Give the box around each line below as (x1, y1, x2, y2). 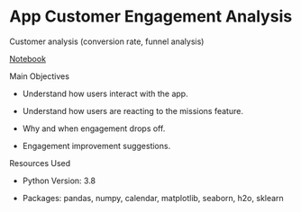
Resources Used (9, 157, 71, 168)
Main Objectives (9, 70, 70, 82)
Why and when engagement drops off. (22, 123, 166, 134)
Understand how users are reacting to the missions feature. (22, 105, 243, 116)
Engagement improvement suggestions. (22, 140, 171, 151)
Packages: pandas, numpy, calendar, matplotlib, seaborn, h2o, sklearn (22, 192, 284, 203)
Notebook (9, 53, 47, 64)
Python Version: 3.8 (22, 175, 96, 186)
